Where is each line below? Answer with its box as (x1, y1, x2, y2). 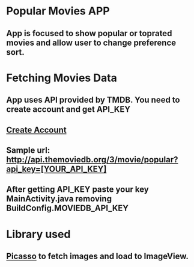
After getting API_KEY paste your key (6, 185, 149, 195)
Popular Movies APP (6, 4, 110, 18)
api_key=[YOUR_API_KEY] (6, 164, 107, 174)
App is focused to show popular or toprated (6, 28, 172, 38)
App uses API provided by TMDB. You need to (6, 95, 180, 105)
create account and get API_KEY (6, 104, 131, 115)
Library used (6, 227, 71, 241)
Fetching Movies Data (6, 71, 117, 85)
